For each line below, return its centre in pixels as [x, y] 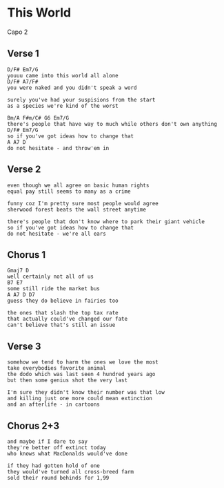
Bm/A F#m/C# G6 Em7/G [38, 118]
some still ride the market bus [53, 289]
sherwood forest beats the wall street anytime [77, 209]
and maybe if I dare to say [48, 442]
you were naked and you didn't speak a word [72, 88]
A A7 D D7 [21, 295]
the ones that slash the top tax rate [63, 313]
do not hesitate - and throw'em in [58, 148]
